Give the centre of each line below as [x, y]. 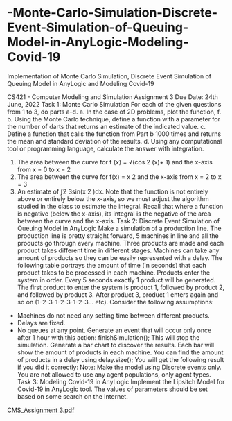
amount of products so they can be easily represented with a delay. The [120, 257]
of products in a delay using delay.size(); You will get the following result [121, 359]
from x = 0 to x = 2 [44, 169]
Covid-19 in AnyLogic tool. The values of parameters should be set [112, 389]
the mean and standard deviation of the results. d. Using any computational [115, 141]
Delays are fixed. [41, 323]
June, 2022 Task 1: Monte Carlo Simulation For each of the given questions [114, 104]
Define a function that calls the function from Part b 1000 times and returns [114, 134]
